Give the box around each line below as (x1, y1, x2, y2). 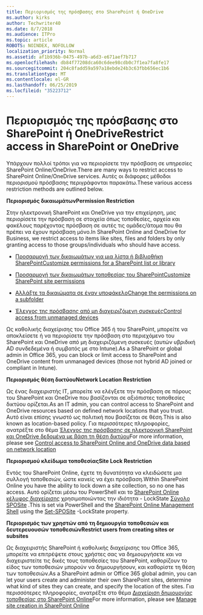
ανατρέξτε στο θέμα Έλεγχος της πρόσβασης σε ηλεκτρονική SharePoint (6, 426, 193, 433)
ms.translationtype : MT (6, 71, 67, 77)
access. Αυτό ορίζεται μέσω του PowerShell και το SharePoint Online (6, 488, 179, 496)
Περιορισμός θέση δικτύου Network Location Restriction (6, 376, 151, 383)
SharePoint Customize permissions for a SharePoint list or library (15, 259, 176, 267)
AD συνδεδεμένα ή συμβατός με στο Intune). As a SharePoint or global (6, 345, 182, 352)
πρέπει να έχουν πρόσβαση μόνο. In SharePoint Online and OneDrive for (6, 228, 187, 235)
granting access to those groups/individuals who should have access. (6, 241, 181, 248)
